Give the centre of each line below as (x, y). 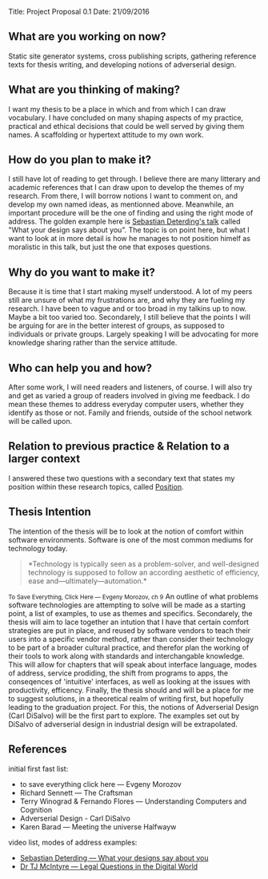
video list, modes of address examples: (73, 842)
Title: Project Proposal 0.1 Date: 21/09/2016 (79, 12)
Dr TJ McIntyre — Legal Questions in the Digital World (109, 866)
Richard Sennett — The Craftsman (76, 792)
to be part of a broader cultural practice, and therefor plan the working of (129, 647)
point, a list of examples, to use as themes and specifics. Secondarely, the (131, 613)
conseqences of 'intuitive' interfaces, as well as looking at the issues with (129, 681)
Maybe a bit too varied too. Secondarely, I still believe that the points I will (129, 317)
